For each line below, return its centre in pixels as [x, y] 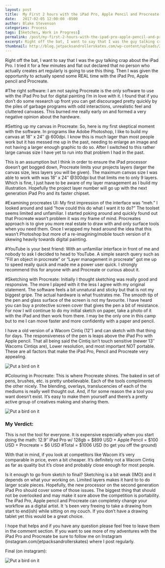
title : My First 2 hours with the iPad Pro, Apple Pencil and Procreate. [83, 14]
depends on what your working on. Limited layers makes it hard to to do [78, 480]
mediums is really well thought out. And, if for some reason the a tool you [79, 391]
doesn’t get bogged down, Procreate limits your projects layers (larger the [80, 167]
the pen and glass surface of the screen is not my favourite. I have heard [79, 300]
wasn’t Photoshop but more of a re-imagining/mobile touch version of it [77, 234]
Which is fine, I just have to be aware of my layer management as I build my [82, 183]
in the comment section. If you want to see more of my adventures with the [81, 531]
